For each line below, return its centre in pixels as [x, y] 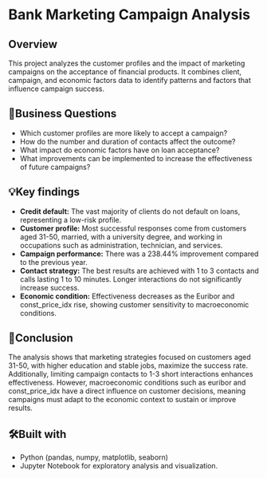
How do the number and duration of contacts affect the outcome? [128, 141]
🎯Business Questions [63, 114]
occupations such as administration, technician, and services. [121, 245]
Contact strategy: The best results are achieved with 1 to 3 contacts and [139, 271]
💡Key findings [44, 192]
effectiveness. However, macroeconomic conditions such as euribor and [127, 383]
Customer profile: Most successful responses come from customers [133, 228]
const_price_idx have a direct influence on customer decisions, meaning [127, 391]
